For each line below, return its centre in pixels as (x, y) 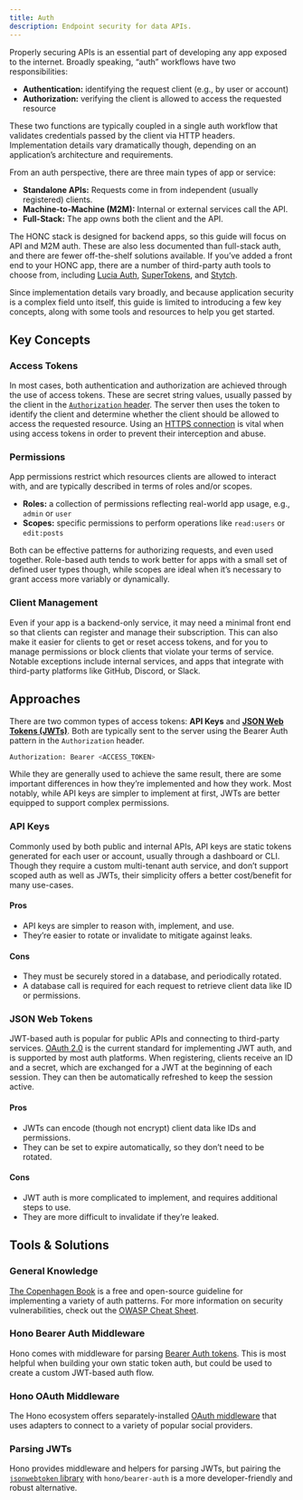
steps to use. (47, 1207)
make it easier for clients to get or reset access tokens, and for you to (139, 642)
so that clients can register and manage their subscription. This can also (144, 632)
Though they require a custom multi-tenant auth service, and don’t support (149, 866)
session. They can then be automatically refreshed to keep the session (141, 1077)
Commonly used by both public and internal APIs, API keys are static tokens (151, 846)
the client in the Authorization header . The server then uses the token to (145, 405)
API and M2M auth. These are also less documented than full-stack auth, (146, 246)
